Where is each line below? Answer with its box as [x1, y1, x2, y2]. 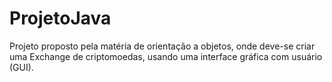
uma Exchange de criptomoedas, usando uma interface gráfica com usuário [9, 50, 323, 62]
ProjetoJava [9, 7, 112, 30]
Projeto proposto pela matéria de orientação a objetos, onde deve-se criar [9, 40, 316, 52]
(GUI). [9, 61, 34, 73]
